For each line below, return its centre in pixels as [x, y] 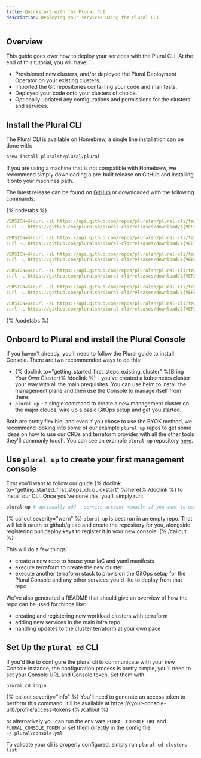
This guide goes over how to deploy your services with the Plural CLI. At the [100, 56]
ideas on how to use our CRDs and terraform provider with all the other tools [100, 434]
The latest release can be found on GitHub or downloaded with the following [100, 192]
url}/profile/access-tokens [39, 709]
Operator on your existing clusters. [57, 80]
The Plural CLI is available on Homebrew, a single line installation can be [95, 139]
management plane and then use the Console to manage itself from [98, 391]
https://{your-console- [138, 703]
